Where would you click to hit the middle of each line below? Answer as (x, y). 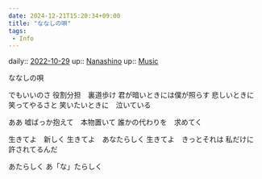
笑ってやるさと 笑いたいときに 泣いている (80, 105)
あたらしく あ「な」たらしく (55, 167)
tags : (17, 31)
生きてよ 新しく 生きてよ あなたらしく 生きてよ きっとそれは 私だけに (131, 139)
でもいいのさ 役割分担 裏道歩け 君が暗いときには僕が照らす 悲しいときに (131, 95)
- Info (23, 38)
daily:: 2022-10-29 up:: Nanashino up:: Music (83, 61)
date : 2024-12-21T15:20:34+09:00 (64, 16)
